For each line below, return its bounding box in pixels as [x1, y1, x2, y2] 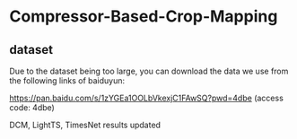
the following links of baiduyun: [9, 75, 126, 86]
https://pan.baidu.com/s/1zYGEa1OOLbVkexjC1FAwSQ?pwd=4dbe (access [9, 92, 284, 103]
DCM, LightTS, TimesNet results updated [9, 119, 162, 130]
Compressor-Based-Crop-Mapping [9, 6, 278, 27]
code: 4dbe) [9, 102, 56, 113]
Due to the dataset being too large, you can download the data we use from [9, 65, 289, 76]
